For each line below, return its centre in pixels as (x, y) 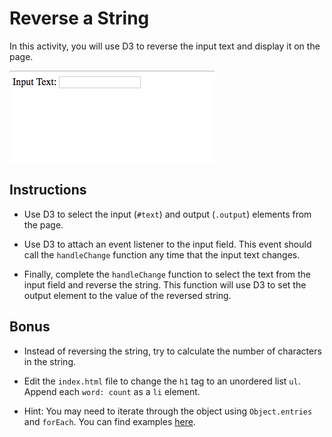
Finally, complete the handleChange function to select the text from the (167, 274)
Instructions (48, 190)
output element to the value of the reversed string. (127, 295)
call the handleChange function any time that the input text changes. (162, 254)
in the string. (50, 361)
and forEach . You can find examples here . (109, 421)
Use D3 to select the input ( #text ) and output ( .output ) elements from (167, 214)
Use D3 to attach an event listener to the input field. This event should (167, 244)
